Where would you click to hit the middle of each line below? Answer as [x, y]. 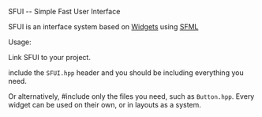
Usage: [20, 42]
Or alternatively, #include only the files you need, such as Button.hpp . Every [131, 96]
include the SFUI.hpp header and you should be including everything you [126, 73]
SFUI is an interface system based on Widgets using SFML [103, 26]
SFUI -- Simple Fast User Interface [64, 11]
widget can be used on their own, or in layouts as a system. [105, 105]
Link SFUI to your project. [49, 57]
